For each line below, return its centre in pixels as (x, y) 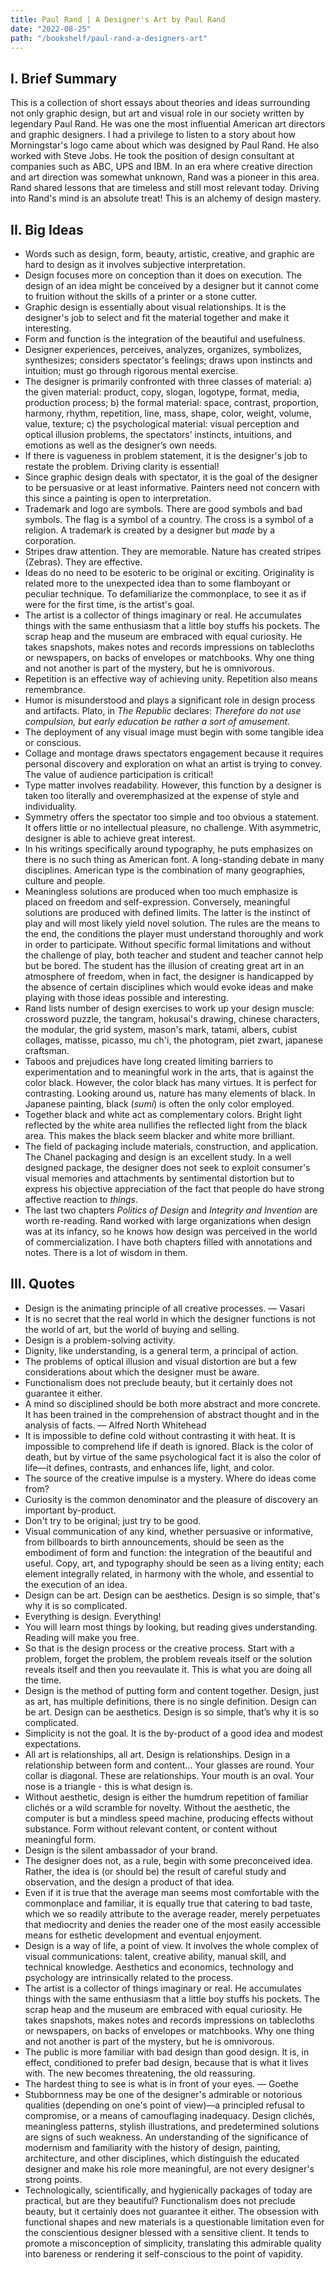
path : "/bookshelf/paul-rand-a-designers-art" (109, 38)
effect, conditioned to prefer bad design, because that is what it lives (166, 2062)
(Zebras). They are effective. (83, 562)
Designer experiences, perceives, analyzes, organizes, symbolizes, (163, 349)
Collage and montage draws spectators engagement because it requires (174, 753)
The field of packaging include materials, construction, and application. (171, 1146)
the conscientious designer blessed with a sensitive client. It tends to (167, 2232)
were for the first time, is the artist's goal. (109, 604)
